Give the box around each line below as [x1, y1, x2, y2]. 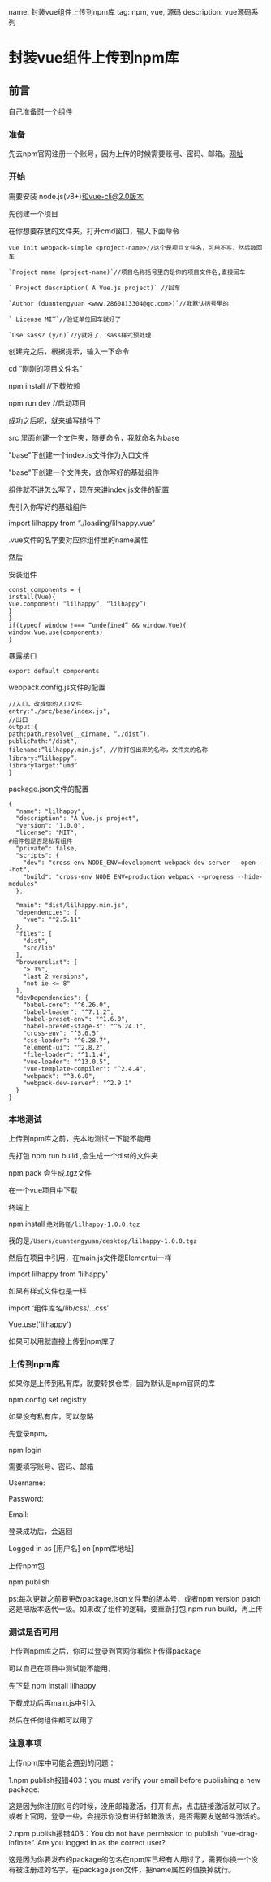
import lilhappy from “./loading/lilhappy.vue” [8, 518, 156, 528]
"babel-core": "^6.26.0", [23, 1001, 111, 1009]
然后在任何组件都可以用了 [8, 1715, 94, 1725]
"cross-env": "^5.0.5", [23, 1029, 104, 1037]
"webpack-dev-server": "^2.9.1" [23, 1079, 132, 1087]
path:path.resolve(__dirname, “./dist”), [8, 730, 151, 738]
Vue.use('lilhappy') [8, 1319, 71, 1329]
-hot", [8, 865, 31, 874]
